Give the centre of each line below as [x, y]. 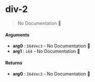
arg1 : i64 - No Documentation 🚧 [46, 51]
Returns [14, 63]
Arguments [17, 35]
